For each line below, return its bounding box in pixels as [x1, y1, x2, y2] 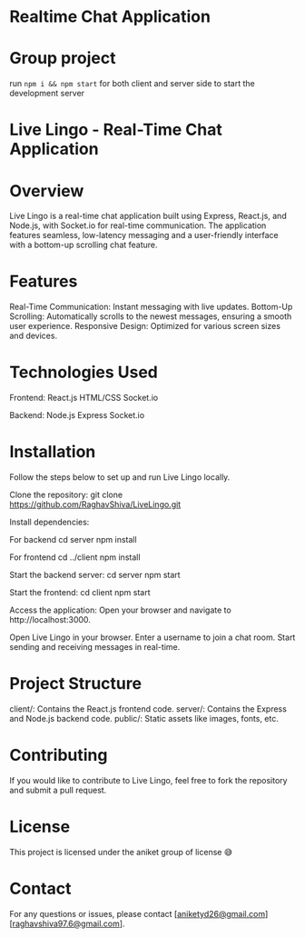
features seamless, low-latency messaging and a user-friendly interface [9, 230, 279, 241]
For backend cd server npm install [9, 534, 138, 545]
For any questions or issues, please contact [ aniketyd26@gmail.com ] [9, 908, 269, 919]
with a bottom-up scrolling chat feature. [9, 239, 158, 251]
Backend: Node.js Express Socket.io [9, 410, 145, 421]
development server [9, 88, 84, 99]
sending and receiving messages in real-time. [9, 642, 181, 653]
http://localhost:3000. [9, 614, 91, 625]
